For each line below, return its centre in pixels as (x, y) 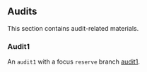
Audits (22, 12)
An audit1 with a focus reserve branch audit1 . (73, 62)
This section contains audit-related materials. (73, 28)
